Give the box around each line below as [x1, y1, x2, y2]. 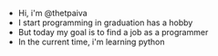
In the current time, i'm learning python [17, 36, 166, 47]
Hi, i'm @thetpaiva [17, 8, 88, 18]
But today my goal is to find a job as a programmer [17, 27, 209, 37]
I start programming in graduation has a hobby [17, 17, 193, 28]
